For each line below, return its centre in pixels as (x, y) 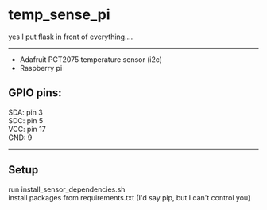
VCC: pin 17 (27, 129)
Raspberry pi (41, 68)
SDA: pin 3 (26, 112)
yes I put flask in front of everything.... (71, 37)
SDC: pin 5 (26, 120)
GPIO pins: (35, 93)
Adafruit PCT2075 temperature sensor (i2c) (91, 59)
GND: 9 (20, 138)
